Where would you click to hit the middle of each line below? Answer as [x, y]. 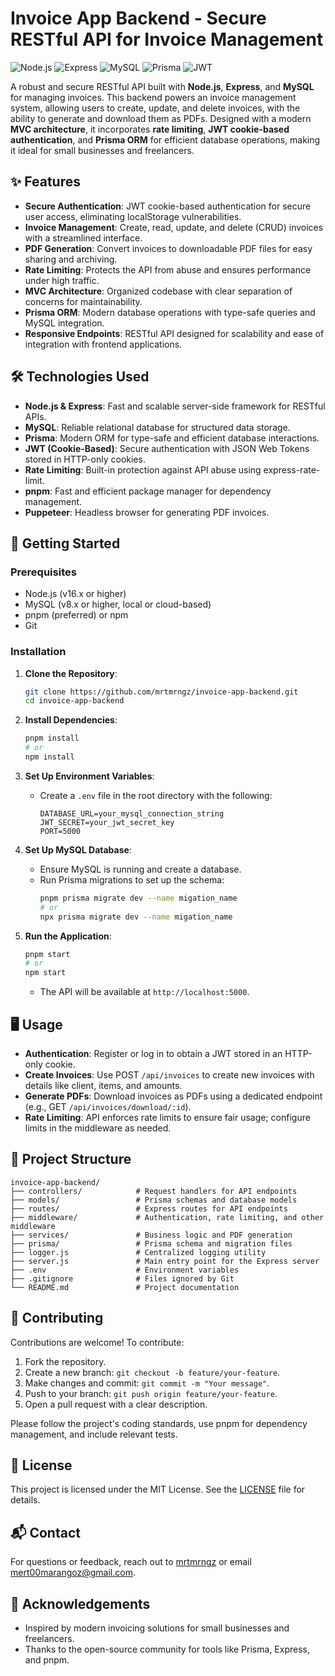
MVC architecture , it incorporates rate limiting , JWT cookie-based [150, 129]
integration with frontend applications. [103, 344]
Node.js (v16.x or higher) [75, 594]
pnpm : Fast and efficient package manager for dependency [148, 491]
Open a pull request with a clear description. [116, 1404]
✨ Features [45, 182]
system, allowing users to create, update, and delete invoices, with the [155, 108]
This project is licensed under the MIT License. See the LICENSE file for [158, 1489]
